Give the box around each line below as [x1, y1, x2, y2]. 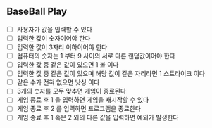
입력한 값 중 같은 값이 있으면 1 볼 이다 [16, 60, 119, 69]
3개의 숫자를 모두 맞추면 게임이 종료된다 [16, 87, 127, 96]
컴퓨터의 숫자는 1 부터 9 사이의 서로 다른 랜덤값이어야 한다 [16, 52, 175, 60]
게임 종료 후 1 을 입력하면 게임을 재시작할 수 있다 [16, 96, 149, 104]
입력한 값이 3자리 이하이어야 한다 [16, 42, 108, 51]
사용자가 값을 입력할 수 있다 [16, 25, 93, 34]
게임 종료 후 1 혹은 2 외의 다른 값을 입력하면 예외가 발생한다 [16, 113, 179, 122]
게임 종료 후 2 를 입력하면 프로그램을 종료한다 [16, 105, 142, 113]
